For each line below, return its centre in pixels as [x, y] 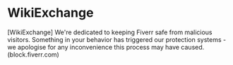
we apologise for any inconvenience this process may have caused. [106, 47]
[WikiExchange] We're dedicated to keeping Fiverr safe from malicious [110, 32]
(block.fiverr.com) [34, 55]
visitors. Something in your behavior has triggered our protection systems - [117, 39]
